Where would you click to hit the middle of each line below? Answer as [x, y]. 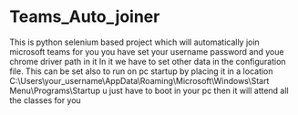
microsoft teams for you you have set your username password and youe [147, 51]
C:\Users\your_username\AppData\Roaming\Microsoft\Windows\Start [139, 80]
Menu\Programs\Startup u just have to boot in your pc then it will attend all [149, 90]
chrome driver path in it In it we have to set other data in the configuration [148, 61]
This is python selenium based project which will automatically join [134, 42]
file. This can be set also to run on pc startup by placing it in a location [141, 71]
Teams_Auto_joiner [85, 17]
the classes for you [46, 100]
